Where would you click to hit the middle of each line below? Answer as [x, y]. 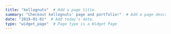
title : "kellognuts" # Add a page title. [51, 10]
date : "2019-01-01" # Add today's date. [50, 19]
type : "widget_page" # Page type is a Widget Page [61, 24]
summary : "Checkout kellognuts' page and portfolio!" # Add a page [79, 14]
